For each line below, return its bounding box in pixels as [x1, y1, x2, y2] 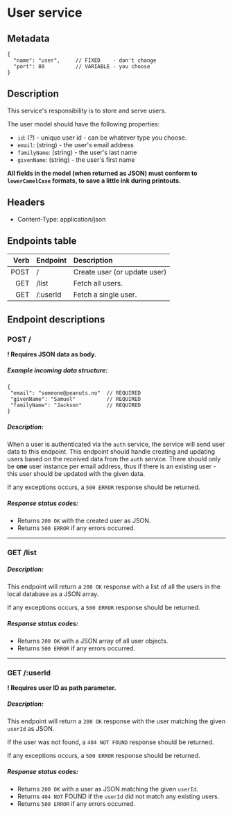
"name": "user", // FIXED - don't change [13, 57, 157, 64]
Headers [7, 197, 45, 208]
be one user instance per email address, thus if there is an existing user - [7, 462, 216, 470]
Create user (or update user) [73, 267, 167, 277]
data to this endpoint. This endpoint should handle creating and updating [7, 447, 216, 456]
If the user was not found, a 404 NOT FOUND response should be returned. [7, 738, 214, 746]
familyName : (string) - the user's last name [17, 148, 137, 156]
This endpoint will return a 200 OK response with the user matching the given [7, 717, 226, 725]
